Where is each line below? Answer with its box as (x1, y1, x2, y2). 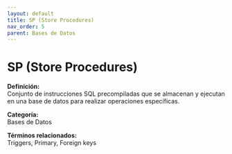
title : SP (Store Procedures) (7, 17, 95, 24)
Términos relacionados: (7, 131, 78, 139)
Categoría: (7, 110, 39, 119)
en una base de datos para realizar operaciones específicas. (7, 97, 180, 105)
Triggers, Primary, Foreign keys (7, 139, 97, 147)
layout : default (7, 10, 54, 17)
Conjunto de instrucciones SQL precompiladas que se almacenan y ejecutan (7, 89, 225, 98)
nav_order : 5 (7, 23, 45, 30)
